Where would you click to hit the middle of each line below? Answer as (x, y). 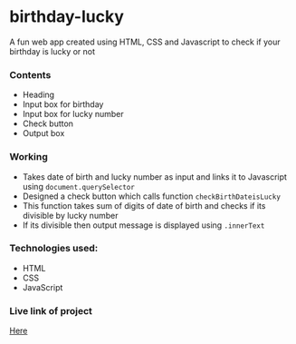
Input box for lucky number (73, 114)
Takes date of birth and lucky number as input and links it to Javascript (155, 177)
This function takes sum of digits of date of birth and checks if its (144, 205)
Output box (43, 133)
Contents (30, 74)
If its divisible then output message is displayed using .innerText (143, 225)
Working (29, 157)
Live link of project (51, 310)
